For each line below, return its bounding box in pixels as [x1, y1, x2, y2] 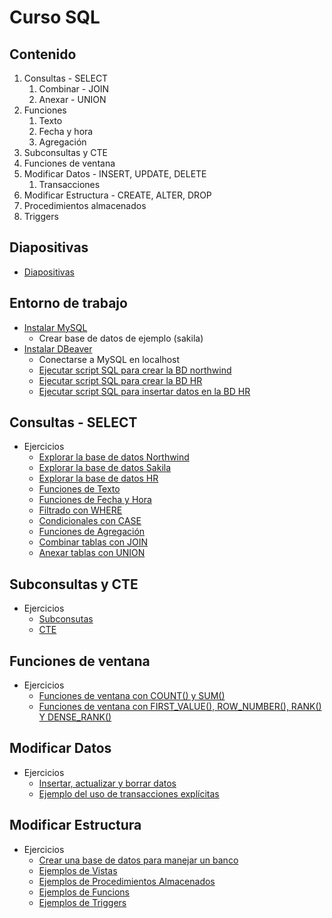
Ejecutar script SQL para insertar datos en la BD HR [38, 385, 251, 397]
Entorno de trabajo [9, 295, 128, 312]
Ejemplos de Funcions [38, 886, 130, 898]
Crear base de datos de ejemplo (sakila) [38, 332, 204, 344]
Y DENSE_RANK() [38, 711, 112, 723]
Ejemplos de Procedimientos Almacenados [38, 875, 216, 887]
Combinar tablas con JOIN [38, 536, 149, 548]
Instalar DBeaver [23, 342, 93, 355]
